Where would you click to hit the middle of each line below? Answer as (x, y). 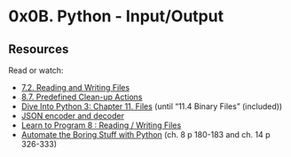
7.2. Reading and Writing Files (75, 87)
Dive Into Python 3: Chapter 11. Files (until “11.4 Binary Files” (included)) (152, 106)
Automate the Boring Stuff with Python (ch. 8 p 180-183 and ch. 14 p (146, 134)
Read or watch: (36, 70)
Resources (39, 49)
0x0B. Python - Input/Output (116, 16)
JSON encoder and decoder (73, 116)
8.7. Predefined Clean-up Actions (82, 97)
